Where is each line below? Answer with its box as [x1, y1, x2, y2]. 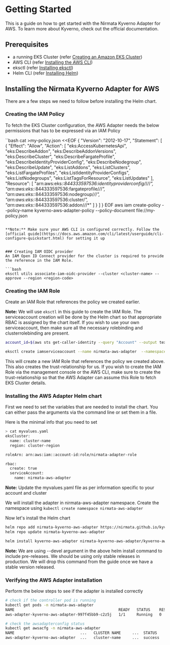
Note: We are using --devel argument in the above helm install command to [5, 548, 163, 554]
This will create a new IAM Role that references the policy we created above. [5, 358, 165, 364]
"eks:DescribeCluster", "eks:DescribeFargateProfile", [5, 153, 115, 159]
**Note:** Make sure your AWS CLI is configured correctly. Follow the [5, 227, 159, 232]
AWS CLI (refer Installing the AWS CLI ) [12, 59, 93, 65]
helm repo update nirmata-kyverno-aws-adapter [5, 529, 105, 535]
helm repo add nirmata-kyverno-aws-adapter [5, 525, 99, 530]
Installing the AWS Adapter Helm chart [5, 392, 102, 399]
